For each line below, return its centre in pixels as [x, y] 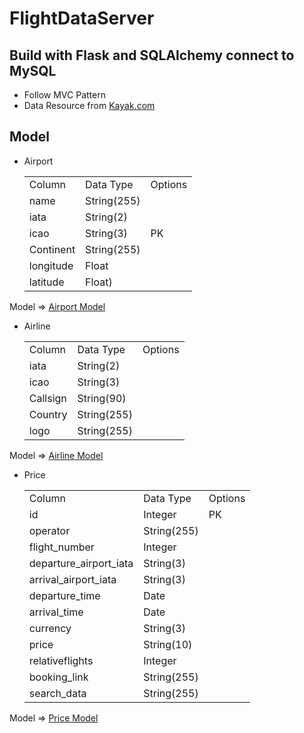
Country [48, 414]
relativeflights [61, 660]
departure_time [64, 595]
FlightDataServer [82, 18]
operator [49, 530]
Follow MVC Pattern [64, 95]
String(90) [102, 398]
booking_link [58, 677]
